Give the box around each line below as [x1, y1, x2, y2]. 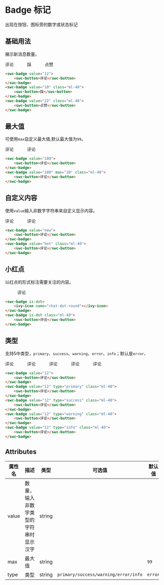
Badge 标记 [5, 4, 51, 16]
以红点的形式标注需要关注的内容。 [5, 279, 74, 285]
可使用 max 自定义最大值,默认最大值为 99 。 [5, 136, 86, 142]
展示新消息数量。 [5, 51, 40, 57]
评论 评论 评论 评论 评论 [5, 361, 102, 367]
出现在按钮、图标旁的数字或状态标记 [5, 21, 78, 27]
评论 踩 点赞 [5, 62, 54, 67]
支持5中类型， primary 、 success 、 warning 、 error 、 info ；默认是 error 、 [5, 350, 148, 356]
